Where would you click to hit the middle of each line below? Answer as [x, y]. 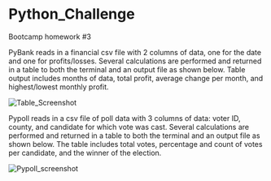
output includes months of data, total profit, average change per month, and [136, 78]
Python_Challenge [72, 14]
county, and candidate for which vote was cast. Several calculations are [129, 127]
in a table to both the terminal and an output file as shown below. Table [127, 69]
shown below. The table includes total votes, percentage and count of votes [135, 144]
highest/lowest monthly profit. [59, 87]
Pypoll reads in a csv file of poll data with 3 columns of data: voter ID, [125, 118]
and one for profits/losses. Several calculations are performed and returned [135, 61]
